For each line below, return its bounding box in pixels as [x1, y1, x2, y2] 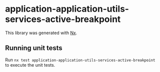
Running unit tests [5, 44, 63, 52]
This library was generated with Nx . [5, 30, 77, 36]
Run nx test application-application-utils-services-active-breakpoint [5, 57, 156, 63]
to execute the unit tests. [5, 62, 56, 68]
